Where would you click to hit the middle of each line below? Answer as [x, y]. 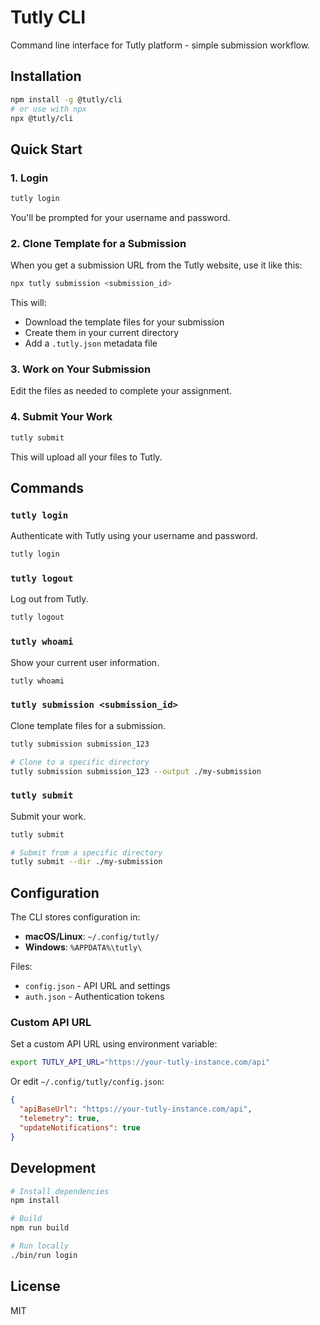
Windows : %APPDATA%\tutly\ [83, 947]
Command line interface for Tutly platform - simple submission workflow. [160, 45]
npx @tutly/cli [42, 118]
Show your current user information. [85, 662]
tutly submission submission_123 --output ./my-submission [136, 771]
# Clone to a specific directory [80, 762]
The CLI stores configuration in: [75, 917]
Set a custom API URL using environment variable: [114, 1044]
